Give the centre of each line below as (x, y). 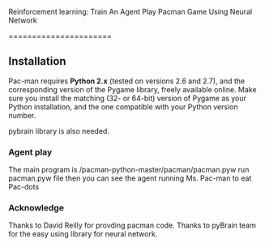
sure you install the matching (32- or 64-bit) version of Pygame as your (128, 98)
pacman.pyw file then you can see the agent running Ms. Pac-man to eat (130, 178)
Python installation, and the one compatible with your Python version (123, 106)
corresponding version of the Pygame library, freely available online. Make (132, 89)
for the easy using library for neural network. (83, 234)
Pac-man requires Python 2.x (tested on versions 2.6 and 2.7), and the (127, 81)
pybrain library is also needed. (59, 131)
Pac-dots (24, 187)
